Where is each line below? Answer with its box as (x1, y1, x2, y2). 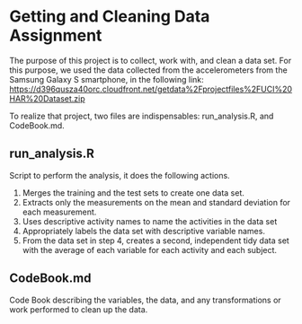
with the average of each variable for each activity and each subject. (22, 244, 277, 255)
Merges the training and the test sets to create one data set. (22, 187, 244, 198)
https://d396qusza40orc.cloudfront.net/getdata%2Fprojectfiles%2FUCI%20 (9, 83, 293, 94)
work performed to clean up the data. (9, 303, 148, 315)
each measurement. (22, 206, 97, 217)
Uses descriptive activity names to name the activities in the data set (22, 215, 278, 226)
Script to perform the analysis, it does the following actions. (9, 170, 231, 180)
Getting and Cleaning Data (9, 6, 210, 27)
